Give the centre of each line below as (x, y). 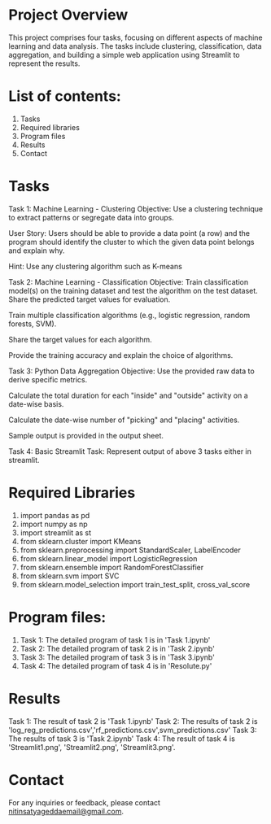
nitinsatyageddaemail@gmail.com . (66, 811)
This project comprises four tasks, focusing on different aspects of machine (135, 37)
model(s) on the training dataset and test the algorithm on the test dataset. (133, 290)
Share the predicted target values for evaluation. (90, 299)
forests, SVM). (33, 324)
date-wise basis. (36, 403)
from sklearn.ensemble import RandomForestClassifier (112, 567)
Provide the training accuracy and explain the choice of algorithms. (121, 355)
